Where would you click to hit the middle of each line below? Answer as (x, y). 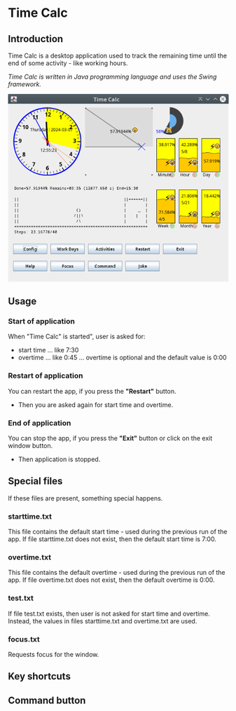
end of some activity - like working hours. (68, 63)
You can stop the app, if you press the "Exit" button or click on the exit (110, 438)
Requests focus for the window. (54, 655)
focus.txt (24, 639)
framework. (25, 84)
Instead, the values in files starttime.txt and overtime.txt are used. (103, 621)
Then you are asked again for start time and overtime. (96, 404)
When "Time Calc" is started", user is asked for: (77, 337)
